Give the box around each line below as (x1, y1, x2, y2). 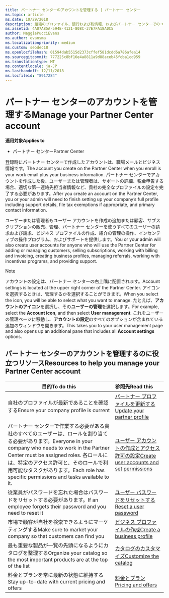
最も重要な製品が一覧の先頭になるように (8, 541, 104, 549)
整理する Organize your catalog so (28, 549, 108, 556)
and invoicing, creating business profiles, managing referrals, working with (5, 253, 160, 259)
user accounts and (115, 459, 159, 466)
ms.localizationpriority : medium (5, 40, 75, 45)
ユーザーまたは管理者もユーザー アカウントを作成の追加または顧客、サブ (5, 217, 156, 223)
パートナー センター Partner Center (12, 148, 84, 154)
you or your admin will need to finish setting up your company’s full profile (5, 196, 159, 202)
